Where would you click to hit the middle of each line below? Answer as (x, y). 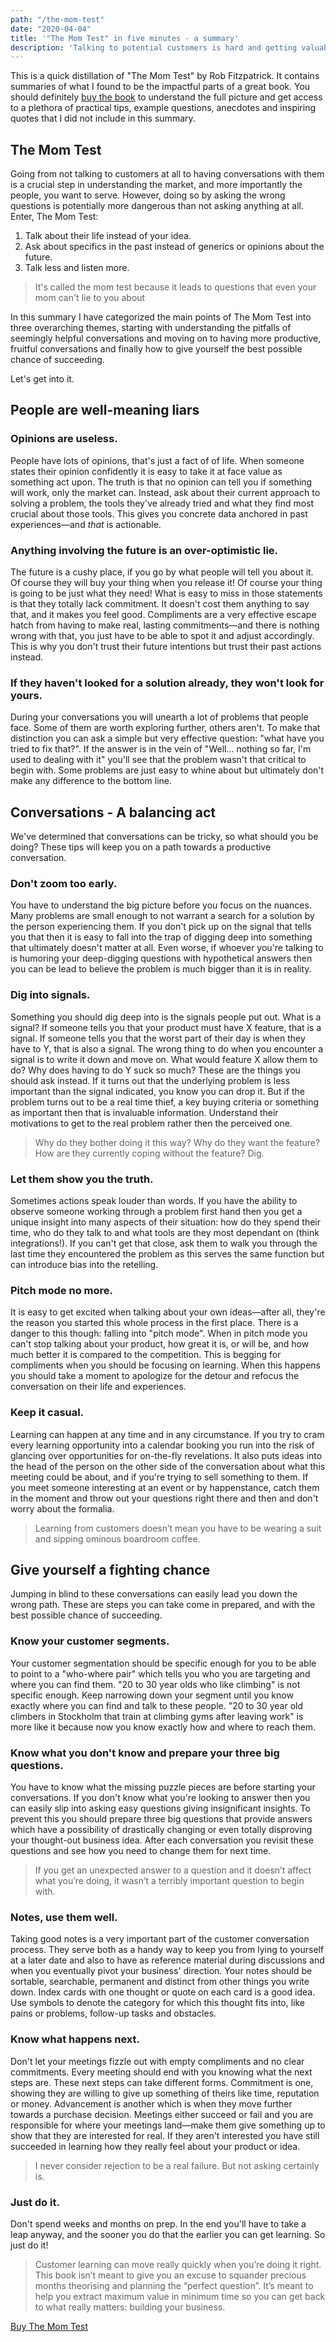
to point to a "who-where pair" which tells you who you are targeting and (160, 1673)
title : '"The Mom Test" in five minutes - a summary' (125, 38)
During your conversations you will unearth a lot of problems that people (159, 717)
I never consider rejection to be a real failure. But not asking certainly (177, 2165)
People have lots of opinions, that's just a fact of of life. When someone (157, 460)
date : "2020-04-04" (51, 29)
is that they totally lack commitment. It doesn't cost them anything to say (160, 604)
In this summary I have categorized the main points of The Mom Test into (161, 317)
